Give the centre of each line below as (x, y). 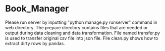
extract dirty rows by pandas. (35, 43)
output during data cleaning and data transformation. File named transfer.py (82, 33)
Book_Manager (37, 9)
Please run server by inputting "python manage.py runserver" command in (81, 22)
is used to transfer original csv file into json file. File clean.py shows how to (82, 38)
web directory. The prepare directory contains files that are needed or (77, 27)
